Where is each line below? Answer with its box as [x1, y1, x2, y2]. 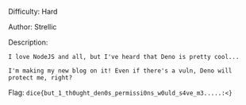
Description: [8, 37, 48, 47]
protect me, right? [8, 74, 73, 82]
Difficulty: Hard [8, 7, 58, 16]
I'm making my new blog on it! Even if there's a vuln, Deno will [8, 67, 233, 75]
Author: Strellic [8, 22, 57, 31]
